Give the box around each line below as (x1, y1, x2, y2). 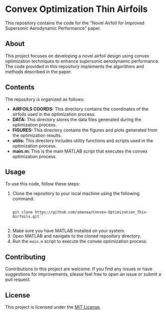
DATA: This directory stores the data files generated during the (12, 116, 142, 122)
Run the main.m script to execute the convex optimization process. (12, 238, 148, 244)
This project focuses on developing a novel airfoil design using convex (5, 53, 150, 59)
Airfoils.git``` (12, 214, 46, 219)
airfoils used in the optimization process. (12, 111, 96, 117)
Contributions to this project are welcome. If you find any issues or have (5, 266, 153, 272)
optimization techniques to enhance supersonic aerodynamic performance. (5, 58, 160, 64)
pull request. (5, 277, 31, 283)
